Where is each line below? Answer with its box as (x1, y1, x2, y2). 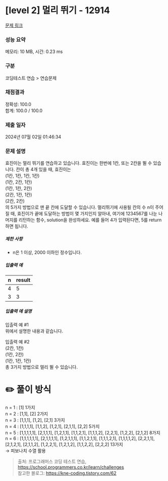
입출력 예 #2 (5, 339, 30, 345)
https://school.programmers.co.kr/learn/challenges (17, 464, 125, 470)
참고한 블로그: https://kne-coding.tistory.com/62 (17, 470, 117, 476)
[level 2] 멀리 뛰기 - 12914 (5, 5, 110, 16)
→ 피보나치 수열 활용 (5, 448, 46, 454)
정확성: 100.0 (5, 101, 32, 107)
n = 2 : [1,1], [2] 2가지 (5, 411, 48, 417)
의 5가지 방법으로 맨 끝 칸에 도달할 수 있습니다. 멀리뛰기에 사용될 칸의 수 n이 (5, 204, 154, 210)
